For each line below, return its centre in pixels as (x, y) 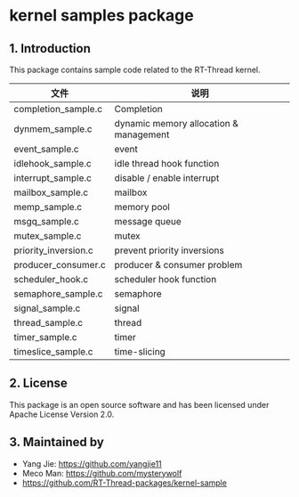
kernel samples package (101, 16)
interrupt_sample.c (53, 178)
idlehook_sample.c (53, 163)
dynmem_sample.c (53, 129)
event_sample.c (46, 149)
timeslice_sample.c (53, 351)
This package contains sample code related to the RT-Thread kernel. (135, 69)
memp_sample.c (48, 207)
